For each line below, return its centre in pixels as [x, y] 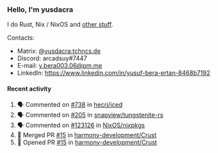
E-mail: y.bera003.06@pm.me [59, 66]
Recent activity [29, 89]
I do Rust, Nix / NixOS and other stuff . [60, 25]
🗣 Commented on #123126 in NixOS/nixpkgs [81, 125]
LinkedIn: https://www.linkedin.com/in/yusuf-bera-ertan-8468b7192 [114, 73]
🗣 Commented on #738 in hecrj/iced [70, 104]
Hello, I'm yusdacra [40, 10]
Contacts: [21, 38]
